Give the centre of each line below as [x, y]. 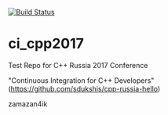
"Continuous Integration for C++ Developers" [81, 80]
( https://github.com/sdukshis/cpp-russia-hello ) [84, 88]
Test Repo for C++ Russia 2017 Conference [78, 65]
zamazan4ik [28, 104]
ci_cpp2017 [46, 44]
